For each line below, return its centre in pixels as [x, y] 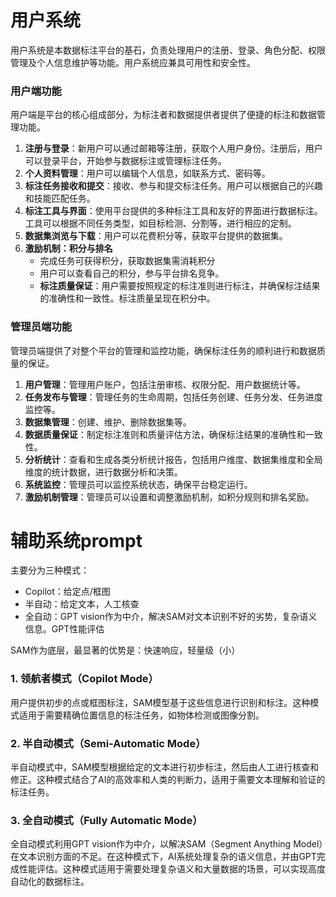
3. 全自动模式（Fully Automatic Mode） [106, 820]
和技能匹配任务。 [60, 198]
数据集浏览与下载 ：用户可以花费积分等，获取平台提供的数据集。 [156, 236]
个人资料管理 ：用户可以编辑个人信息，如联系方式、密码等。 [147, 173]
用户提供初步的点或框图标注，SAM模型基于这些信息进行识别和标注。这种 [160, 702]
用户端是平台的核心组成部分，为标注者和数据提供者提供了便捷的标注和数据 [163, 115]
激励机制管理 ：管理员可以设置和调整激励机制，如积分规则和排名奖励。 [169, 497]
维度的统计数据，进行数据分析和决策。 [103, 472]
